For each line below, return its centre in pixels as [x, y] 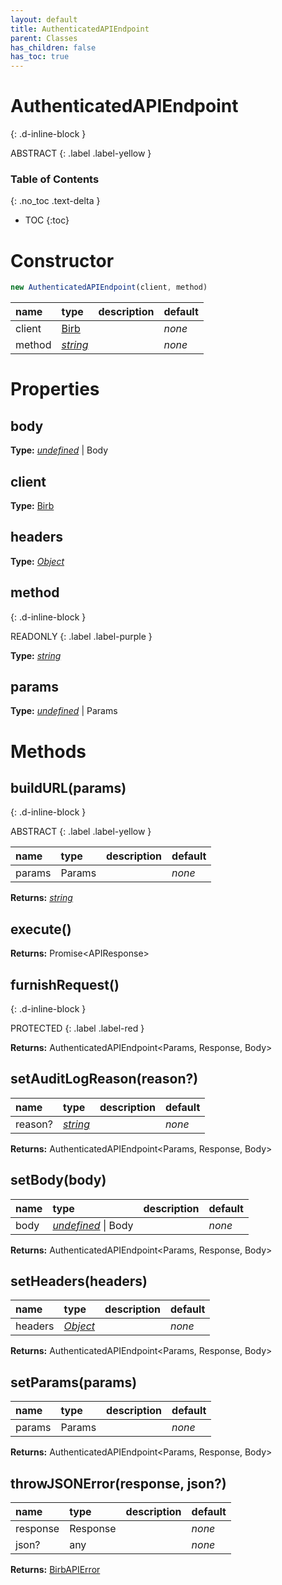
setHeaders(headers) [79, 1281]
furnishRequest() [65, 984]
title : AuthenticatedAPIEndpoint [80, 29]
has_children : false [53, 47]
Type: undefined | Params [64, 711]
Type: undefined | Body [59, 450]
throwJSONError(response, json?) [118, 1483]
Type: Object [37, 561]
